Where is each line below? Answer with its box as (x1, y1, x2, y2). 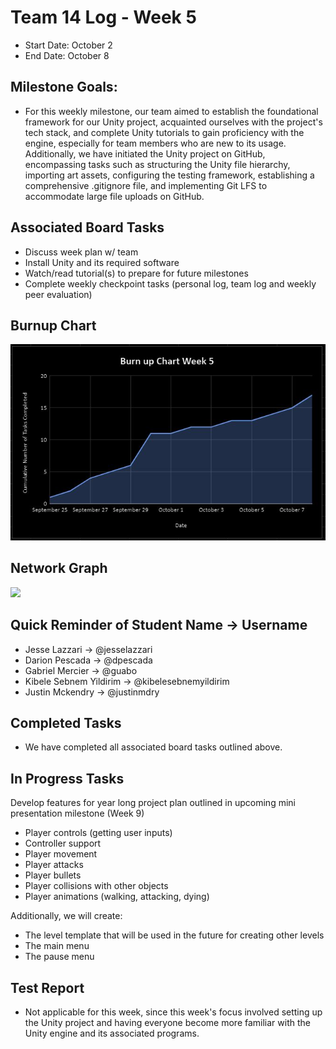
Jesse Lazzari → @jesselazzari (24, 643, 153, 655)
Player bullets (24, 869, 82, 881)
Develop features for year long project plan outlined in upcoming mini (10, 797, 296, 809)
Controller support (24, 837, 102, 850)
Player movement (24, 848, 98, 860)
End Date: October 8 (24, 49, 110, 61)
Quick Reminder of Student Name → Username (10, 617, 308, 634)
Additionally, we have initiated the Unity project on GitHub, (24, 147, 266, 160)
